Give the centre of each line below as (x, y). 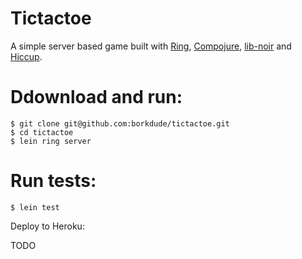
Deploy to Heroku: (47, 226)
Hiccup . (26, 56)
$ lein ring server (51, 141)
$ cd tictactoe (42, 132)
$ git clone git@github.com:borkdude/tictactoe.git (120, 123)
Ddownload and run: (96, 97)
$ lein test (35, 207)
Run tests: (53, 181)
